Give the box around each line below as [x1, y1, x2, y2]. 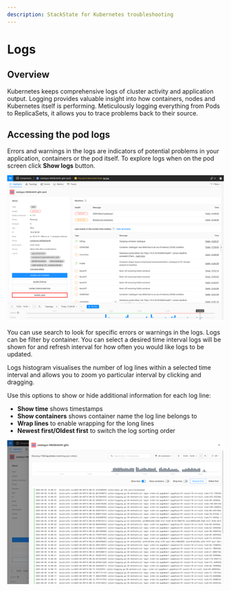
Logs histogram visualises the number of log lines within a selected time [7, 363, 212, 371]
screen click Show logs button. [7, 161, 96, 170]
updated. [7, 350, 33, 358]
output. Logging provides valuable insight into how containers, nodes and [7, 94, 215, 102]
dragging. [7, 378, 35, 386]
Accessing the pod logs [7, 129, 111, 141]
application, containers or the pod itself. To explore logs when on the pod [7, 155, 214, 163]
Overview [7, 69, 50, 80]
